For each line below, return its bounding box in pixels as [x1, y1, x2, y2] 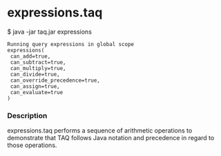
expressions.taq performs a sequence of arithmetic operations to [7, 126, 193, 135]
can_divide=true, [10, 71, 60, 78]
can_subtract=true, [10, 58, 67, 66]
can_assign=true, [10, 82, 60, 90]
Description [7, 111, 48, 120]
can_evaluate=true [10, 89, 64, 96]
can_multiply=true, [10, 65, 67, 71]
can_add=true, [10, 53, 51, 60]
